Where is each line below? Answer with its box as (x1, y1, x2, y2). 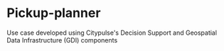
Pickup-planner (6, 5, 101, 21)
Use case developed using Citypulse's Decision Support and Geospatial (6, 28, 218, 37)
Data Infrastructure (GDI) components (6, 35, 118, 44)
